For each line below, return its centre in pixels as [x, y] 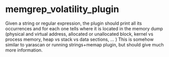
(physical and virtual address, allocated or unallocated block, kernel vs [79, 34]
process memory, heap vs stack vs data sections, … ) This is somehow [79, 39]
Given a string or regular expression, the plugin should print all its [74, 23]
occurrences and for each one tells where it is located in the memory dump [84, 28]
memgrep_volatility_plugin [62, 9]
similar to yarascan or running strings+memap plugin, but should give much [84, 44]
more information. [24, 50]
